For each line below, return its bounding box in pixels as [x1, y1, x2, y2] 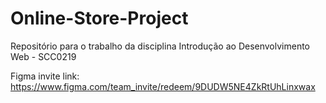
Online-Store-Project [10, 7, 189, 30]
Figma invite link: [10, 70, 80, 82]
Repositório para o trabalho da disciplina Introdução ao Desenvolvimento [10, 40, 311, 52]
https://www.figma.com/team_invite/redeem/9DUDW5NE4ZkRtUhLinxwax [10, 80, 316, 92]
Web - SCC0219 [10, 50, 77, 62]
